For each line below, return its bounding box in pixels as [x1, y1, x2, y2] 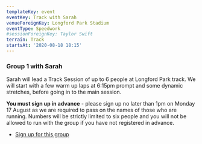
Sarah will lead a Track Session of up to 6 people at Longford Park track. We [6, 76, 196, 83]
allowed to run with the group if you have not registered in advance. [6, 119, 175, 127]
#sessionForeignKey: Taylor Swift [6, 31, 93, 37]
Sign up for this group [14, 131, 69, 138]
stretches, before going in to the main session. [6, 88, 122, 96]
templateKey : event [6, 8, 55, 15]
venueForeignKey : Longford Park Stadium [6, 20, 110, 26]
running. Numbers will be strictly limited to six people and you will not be [6, 113, 187, 120]
